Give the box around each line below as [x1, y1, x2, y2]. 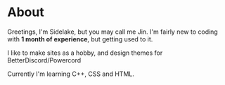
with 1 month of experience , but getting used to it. [7, 34, 153, 43]
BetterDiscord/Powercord [7, 55, 82, 64]
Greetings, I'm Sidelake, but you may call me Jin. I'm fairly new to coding [7, 27, 218, 36]
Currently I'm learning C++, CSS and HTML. [7, 70, 135, 78]
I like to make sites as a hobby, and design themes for [7, 48, 163, 57]
